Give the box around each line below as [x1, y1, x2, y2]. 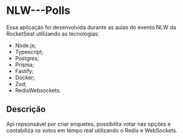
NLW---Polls [6, 4, 71, 18]
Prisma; [14, 61, 34, 68]
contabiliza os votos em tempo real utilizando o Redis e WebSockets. [6, 126, 178, 134]
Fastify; [14, 67, 34, 74]
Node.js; [14, 42, 36, 49]
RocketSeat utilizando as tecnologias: [6, 30, 100, 37]
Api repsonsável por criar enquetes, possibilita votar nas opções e [6, 120, 171, 128]
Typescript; [14, 48, 44, 55]
